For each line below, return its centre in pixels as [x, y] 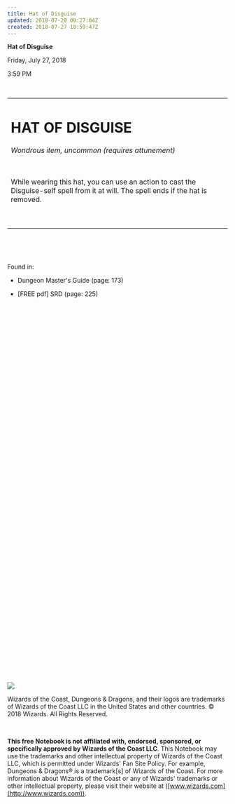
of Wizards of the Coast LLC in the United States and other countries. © [111, 706]
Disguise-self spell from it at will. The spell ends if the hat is [109, 190]
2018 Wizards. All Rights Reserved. [58, 714]
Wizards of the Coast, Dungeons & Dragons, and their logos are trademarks [116, 699]
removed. [26, 199]
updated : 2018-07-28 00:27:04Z [53, 20]
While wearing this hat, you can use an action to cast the [104, 182]
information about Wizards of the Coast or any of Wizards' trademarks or [113, 779]
